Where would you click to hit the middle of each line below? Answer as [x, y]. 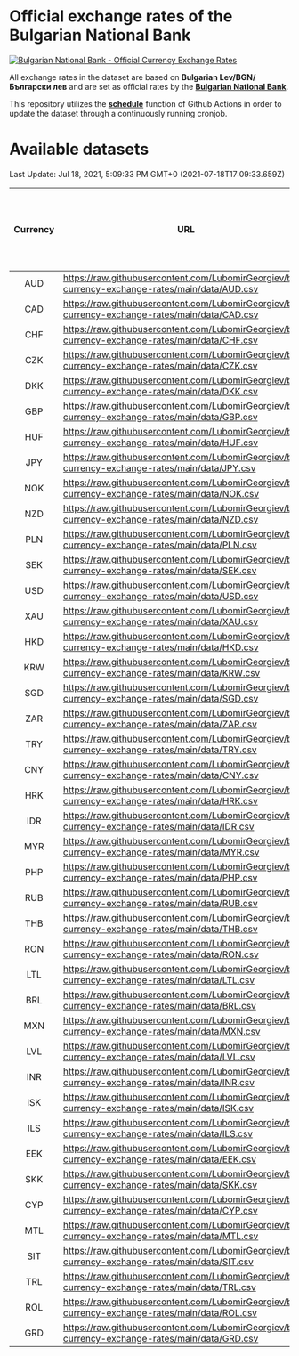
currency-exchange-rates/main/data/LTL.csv [159, 979]
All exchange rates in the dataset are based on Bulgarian [113, 77]
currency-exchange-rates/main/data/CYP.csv [160, 1210]
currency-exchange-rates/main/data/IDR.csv [158, 826]
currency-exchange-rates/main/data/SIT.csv [158, 1262]
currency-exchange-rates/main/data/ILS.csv [158, 1133]
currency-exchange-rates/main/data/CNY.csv [161, 775]
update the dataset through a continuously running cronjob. [118, 113]
